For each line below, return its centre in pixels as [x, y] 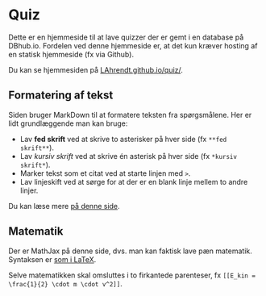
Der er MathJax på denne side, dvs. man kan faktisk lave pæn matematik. [130, 251]
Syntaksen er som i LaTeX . [52, 259]
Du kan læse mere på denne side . [64, 206]
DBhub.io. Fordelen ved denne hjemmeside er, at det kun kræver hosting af [133, 45]
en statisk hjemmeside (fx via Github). [71, 54]
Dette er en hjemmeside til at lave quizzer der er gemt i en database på [126, 37]
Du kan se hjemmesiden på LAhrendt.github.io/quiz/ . [96, 69]
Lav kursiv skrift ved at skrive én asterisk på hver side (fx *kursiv [129, 156]
